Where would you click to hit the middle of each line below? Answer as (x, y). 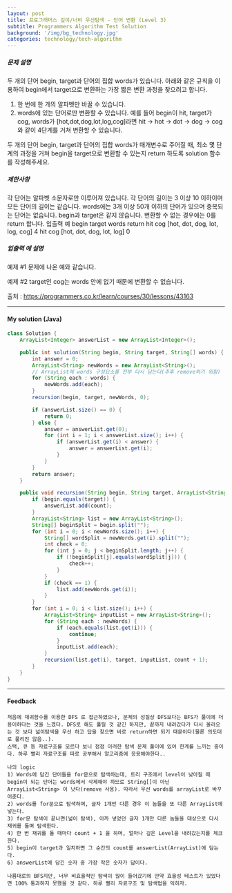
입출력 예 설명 (25, 248)
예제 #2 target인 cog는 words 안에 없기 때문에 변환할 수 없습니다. (96, 282)
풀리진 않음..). (35, 739)
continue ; (83, 634)
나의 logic (21, 767)
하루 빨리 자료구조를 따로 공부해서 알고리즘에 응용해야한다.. (92, 753)
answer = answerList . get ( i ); (111, 449)
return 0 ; (58, 416)
